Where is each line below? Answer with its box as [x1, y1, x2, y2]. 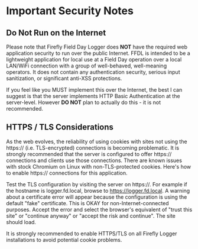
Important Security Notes [6, 4, 134, 18]
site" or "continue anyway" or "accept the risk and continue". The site [6, 212, 176, 219]
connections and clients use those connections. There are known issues [6, 157, 182, 164]
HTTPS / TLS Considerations [6, 122, 114, 132]
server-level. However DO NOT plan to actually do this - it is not [6, 99, 161, 106]
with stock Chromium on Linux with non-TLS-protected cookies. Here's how [6, 163, 191, 170]
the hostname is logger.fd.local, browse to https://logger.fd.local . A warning [6, 187, 190, 194]
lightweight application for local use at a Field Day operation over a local [6, 56, 182, 63]
